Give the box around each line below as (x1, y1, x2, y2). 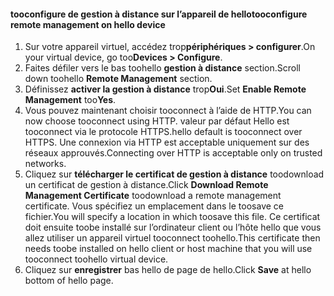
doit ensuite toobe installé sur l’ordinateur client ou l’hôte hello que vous (24, 221, 322, 234)
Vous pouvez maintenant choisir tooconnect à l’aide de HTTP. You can (24, 105, 312, 117)
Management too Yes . (24, 94, 117, 106)
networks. (24, 158, 67, 170)
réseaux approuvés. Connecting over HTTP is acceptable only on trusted (24, 147, 323, 159)
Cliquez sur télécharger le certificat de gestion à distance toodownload (24, 168, 325, 180)
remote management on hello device (10, 18, 166, 30)
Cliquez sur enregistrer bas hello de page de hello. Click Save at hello (24, 264, 312, 276)
